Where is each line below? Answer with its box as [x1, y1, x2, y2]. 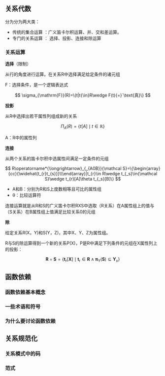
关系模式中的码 [5, 350, 41, 357]
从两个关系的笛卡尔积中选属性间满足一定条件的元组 [5, 156, 109, 161]
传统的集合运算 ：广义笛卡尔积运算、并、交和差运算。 [12, 29, 122, 35]
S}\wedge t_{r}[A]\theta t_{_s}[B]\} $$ [44, 176, 121, 182]
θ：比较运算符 [12, 192, 41, 198]
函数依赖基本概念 [5, 289, 46, 296]
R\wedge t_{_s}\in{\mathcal [102, 170, 158, 176]
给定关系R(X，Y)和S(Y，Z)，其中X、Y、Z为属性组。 [5, 229, 111, 235]
